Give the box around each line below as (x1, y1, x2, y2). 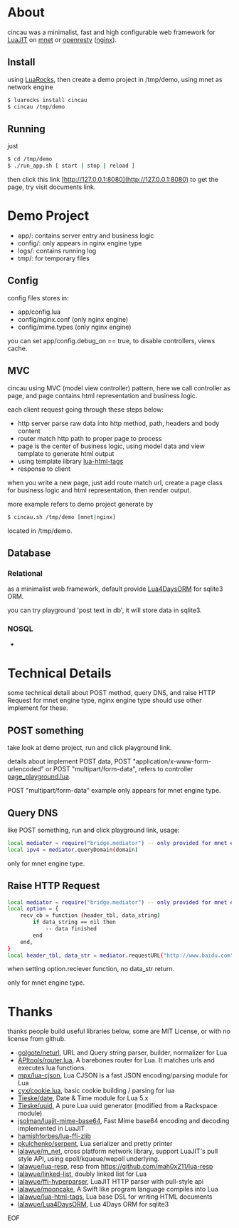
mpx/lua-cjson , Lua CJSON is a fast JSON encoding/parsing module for (17, 1071, 228, 1080)
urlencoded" (7, 765, 44, 773)
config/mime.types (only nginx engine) (17, 323, 132, 331)
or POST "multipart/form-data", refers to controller (45, 765, 193, 773)
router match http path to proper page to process (17, 434, 162, 442)
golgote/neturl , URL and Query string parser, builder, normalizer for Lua (17, 1048, 228, 1057)
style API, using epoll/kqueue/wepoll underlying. (17, 1155, 160, 1163)
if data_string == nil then (33, 918, 116, 926)
